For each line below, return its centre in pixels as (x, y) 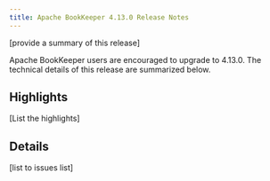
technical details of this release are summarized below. (110, 69)
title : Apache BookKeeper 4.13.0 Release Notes (99, 17)
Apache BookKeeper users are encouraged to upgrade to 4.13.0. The (135, 59)
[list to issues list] (41, 168)
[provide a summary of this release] (75, 43)
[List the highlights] (45, 118)
